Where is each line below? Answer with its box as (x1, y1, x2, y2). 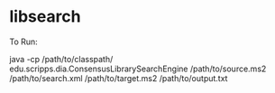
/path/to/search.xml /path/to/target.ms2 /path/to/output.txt (9, 72, 228, 83)
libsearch (9, 6, 81, 27)
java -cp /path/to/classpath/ (9, 53, 114, 64)
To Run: (9, 36, 38, 47)
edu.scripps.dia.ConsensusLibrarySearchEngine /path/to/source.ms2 (9, 63, 267, 74)
